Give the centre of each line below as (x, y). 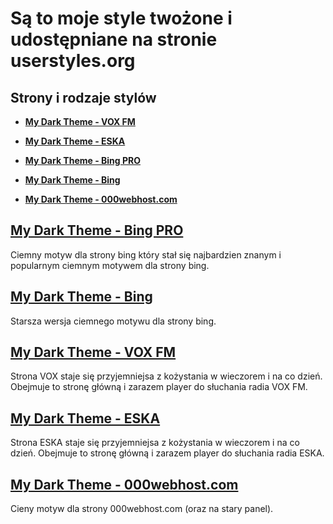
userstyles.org (73, 61)
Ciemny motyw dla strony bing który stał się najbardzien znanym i (146, 254)
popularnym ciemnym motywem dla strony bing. (110, 265)
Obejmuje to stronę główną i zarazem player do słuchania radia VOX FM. (159, 387)
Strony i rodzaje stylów (83, 97)
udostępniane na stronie (114, 39)
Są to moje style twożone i (121, 18)
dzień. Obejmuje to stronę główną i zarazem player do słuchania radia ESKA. (167, 453)
